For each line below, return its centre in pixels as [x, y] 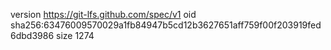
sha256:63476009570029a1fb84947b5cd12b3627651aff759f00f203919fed [166, 25]
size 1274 [75, 35]
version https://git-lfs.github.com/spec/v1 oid [103, 14]
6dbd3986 [32, 35]
